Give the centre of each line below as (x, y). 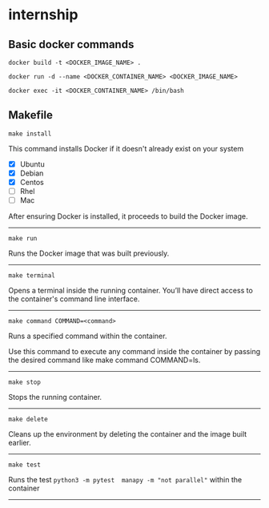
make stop (25, 382)
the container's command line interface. (74, 299)
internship (43, 15)
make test (25, 465)
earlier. (20, 443)
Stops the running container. (55, 397)
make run (23, 239)
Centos (32, 182)
